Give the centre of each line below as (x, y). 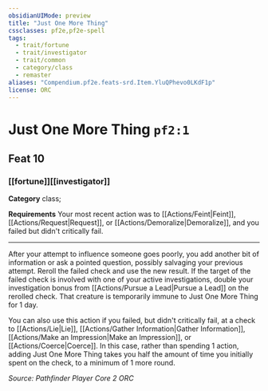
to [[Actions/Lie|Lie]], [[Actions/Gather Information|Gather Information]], (127, 329)
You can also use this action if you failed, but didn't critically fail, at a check (132, 321)
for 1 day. (23, 305)
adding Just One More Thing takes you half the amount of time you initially (131, 354)
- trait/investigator (51, 53)
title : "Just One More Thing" (59, 23)
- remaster (33, 75)
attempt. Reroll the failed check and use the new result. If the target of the (130, 271)
